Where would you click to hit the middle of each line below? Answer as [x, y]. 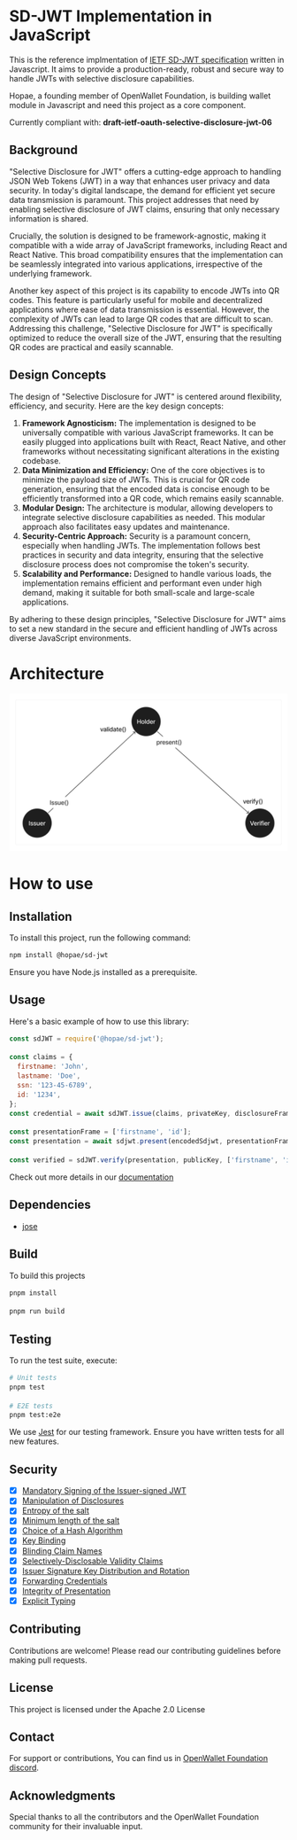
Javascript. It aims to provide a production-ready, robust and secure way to [147, 69]
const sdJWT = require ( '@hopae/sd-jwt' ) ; [87, 1039]
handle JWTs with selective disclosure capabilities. [102, 78]
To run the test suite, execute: [63, 1360]
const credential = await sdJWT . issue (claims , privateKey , [120, 1113]
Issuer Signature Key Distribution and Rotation [106, 1571]
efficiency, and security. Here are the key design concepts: [116, 406]
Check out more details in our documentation [91, 1177]
